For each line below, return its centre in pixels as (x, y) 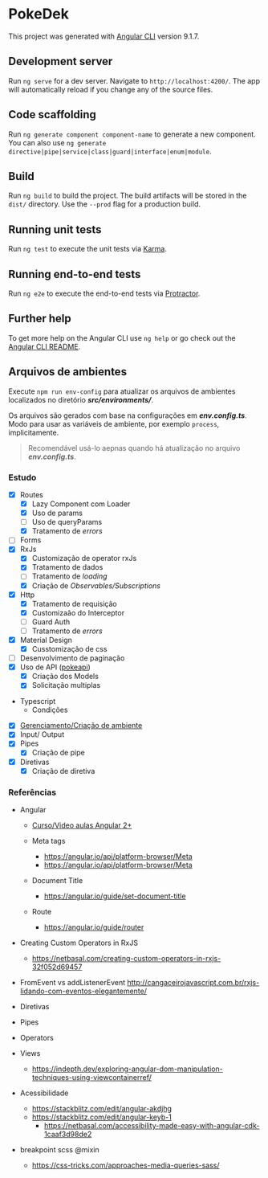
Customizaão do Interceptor (78, 612)
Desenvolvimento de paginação (72, 658)
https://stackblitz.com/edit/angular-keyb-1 (102, 1117)
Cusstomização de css (69, 648)
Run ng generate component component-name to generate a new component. (132, 134)
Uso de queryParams (67, 522)
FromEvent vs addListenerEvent (73, 982)
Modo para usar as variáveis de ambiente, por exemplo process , (114, 423)
